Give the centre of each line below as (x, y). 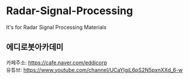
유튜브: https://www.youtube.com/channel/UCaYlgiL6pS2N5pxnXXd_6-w (94, 70)
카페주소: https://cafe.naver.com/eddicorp (57, 62)
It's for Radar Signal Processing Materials (56, 27)
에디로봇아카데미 (35, 47)
